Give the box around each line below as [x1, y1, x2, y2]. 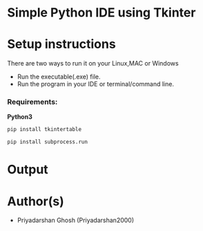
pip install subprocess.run [7, 139, 88, 145]
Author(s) [7, 193, 64, 209]
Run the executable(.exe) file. [17, 72, 101, 81]
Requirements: [7, 97, 58, 107]
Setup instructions [7, 37, 116, 52]
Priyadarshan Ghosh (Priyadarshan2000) [17, 216, 135, 225]
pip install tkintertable [7, 126, 81, 133]
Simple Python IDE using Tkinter [7, 5, 196, 21]
